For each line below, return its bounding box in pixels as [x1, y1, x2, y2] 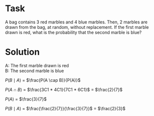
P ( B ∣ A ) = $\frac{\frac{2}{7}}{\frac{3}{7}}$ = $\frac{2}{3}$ [5, 105, 126, 111]
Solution [5, 47, 40, 58]
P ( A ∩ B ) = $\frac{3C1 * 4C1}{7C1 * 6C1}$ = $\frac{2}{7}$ [5, 86, 123, 93]
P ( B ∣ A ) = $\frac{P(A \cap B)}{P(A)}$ [5, 77, 81, 83]
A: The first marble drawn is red [5, 62, 69, 68]
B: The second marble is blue [5, 68, 65, 74]
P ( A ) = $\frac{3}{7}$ [5, 96, 47, 102]
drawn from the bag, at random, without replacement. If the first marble [5, 24, 149, 30]
